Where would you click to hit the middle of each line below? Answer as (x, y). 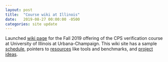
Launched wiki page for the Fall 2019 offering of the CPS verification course (84, 38)
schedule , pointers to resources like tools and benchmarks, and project (79, 49)
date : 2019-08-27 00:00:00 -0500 (43, 19)
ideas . (12, 54)
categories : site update (31, 24)
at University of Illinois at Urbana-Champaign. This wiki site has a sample (81, 44)
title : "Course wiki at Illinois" (43, 15)
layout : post (19, 10)
